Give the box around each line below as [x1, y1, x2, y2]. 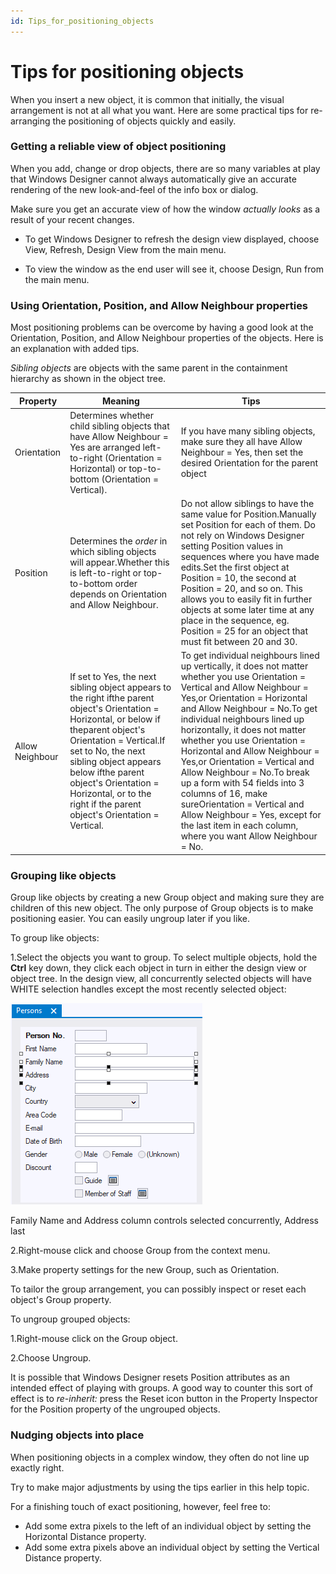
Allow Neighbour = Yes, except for [180, 809, 322, 821]
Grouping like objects [10, 868, 117, 882]
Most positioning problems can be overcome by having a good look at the [10, 321, 314, 334]
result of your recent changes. [10, 213, 135, 225]
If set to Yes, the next [69, 671, 157, 683]
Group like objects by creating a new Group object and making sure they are [10, 891, 325, 904]
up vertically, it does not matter [180, 660, 309, 672]
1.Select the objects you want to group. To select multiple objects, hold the [10, 951, 318, 964]
